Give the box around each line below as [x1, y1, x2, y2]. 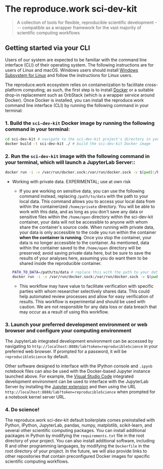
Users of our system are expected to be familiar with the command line [5, 57, 147, 63]
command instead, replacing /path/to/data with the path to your [19, 193, 148, 199]
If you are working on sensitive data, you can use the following [19, 188, 145, 194]
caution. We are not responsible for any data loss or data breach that [19, 304, 157, 310]
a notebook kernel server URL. [5, 394, 66, 400]
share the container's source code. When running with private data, [19, 224, 155, 230]
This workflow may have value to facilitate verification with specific [19, 283, 154, 289]
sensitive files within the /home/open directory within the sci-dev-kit [19, 214, 153, 220]
